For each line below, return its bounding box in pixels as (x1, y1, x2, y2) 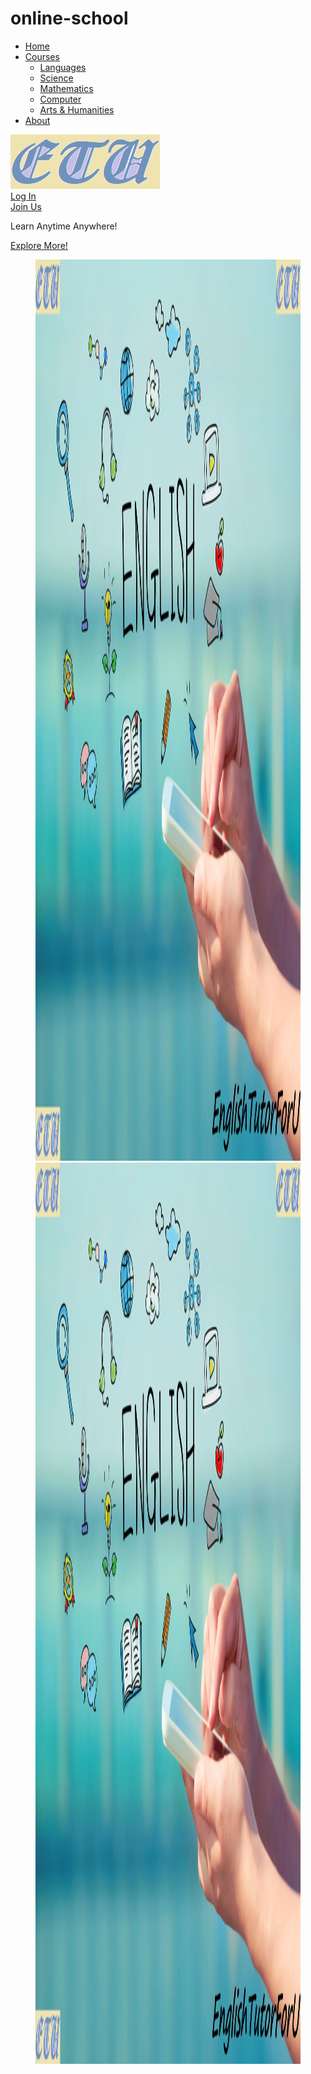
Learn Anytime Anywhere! (10, 220, 118, 232)
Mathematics (39, 82, 94, 94)
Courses (24, 50, 60, 62)
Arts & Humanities (39, 103, 115, 116)
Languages (39, 61, 87, 73)
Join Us (10, 200, 42, 212)
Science (39, 72, 74, 84)
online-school (10, 7, 129, 30)
